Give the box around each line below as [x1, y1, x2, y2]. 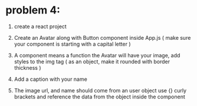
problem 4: [5, 4, 60, 17]
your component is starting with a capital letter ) [14, 40, 131, 47]
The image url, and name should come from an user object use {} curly [14, 87, 187, 94]
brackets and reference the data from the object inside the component [14, 93, 185, 100]
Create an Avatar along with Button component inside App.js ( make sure [14, 34, 191, 41]
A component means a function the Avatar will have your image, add [14, 52, 180, 59]
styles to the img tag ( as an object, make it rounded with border [14, 58, 170, 65]
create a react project [14, 23, 67, 30]
